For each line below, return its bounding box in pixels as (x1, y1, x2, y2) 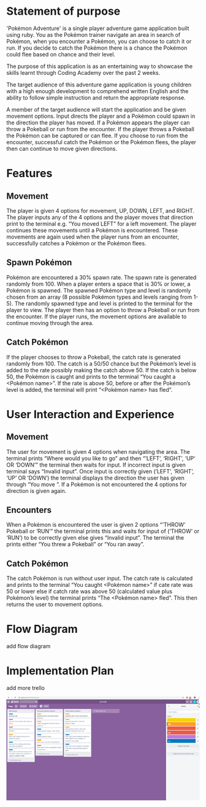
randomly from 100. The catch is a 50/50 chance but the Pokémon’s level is (6, 360, 196, 367)
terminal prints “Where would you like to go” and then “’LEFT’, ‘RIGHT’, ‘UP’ (6, 454, 196, 462)
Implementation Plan (6, 664, 115, 678)
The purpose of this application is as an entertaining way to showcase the (6, 63, 193, 70)
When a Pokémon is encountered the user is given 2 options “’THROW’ (6, 521, 186, 529)
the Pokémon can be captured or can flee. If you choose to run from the (6, 132, 188, 139)
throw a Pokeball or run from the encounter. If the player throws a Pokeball (6, 125, 194, 132)
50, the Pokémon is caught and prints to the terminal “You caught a (6, 373, 176, 380)
